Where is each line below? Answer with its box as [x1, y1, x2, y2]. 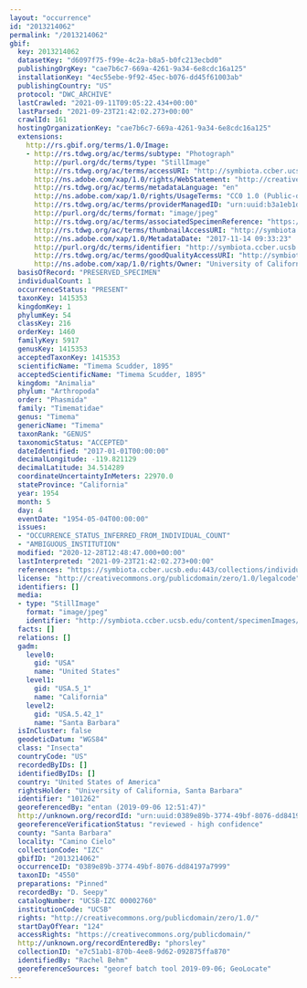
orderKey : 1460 [17, 328, 76, 337]
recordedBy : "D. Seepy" [17, 888, 108, 897]
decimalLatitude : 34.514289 [17, 463, 125, 473]
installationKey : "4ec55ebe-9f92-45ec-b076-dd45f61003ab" [17, 73, 244, 82]
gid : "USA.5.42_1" [33, 709, 104, 719]
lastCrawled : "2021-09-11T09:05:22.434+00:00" [17, 98, 198, 108]
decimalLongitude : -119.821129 [17, 455, 137, 464]
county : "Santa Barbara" [17, 828, 112, 837]
